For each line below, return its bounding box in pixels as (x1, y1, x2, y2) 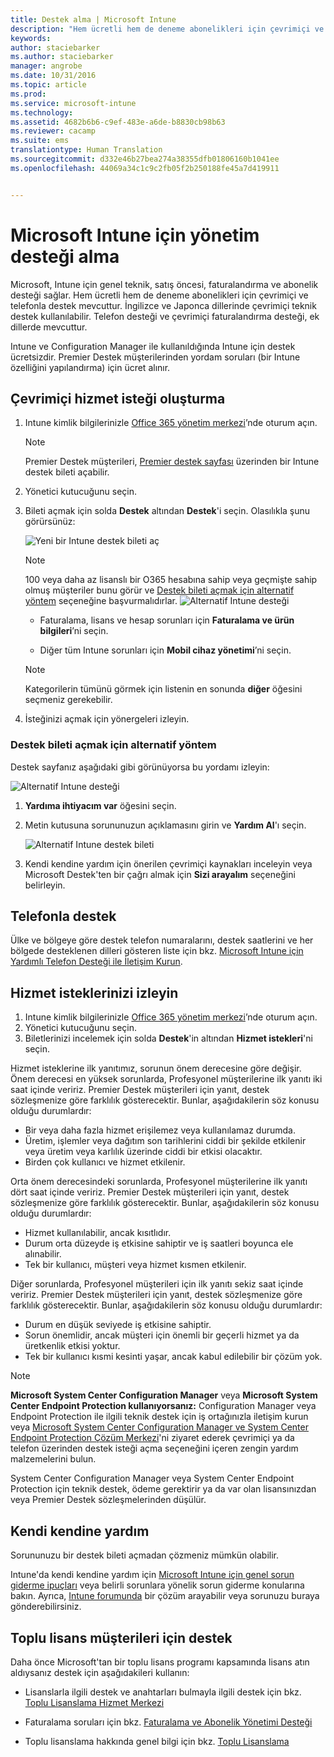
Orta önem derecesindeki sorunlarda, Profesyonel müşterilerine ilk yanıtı (10, 1176, 308, 1188)
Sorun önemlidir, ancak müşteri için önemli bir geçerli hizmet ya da (24, 1329, 300, 1341)
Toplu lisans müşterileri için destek (10, 1629, 233, 1646)
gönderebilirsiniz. (10, 1601, 82, 1613)
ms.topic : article (10, 80, 87, 90)
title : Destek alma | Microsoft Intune (10, 14, 177, 25)
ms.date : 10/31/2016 (10, 71, 97, 81)
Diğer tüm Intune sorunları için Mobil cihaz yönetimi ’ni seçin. (39, 644, 292, 656)
